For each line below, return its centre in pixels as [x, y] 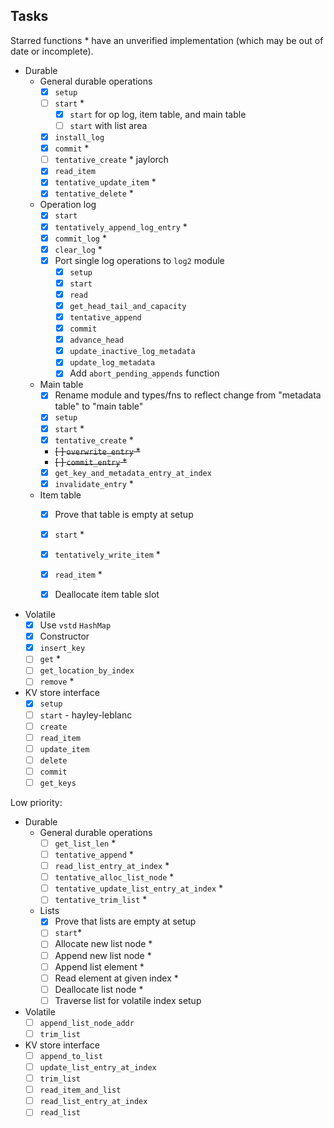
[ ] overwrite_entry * [97, 451]
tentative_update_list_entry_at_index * [139, 888]
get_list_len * [85, 843]
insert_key [62, 649]
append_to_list [71, 1056]
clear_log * [78, 249]
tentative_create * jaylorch [111, 160]
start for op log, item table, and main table [158, 114]
